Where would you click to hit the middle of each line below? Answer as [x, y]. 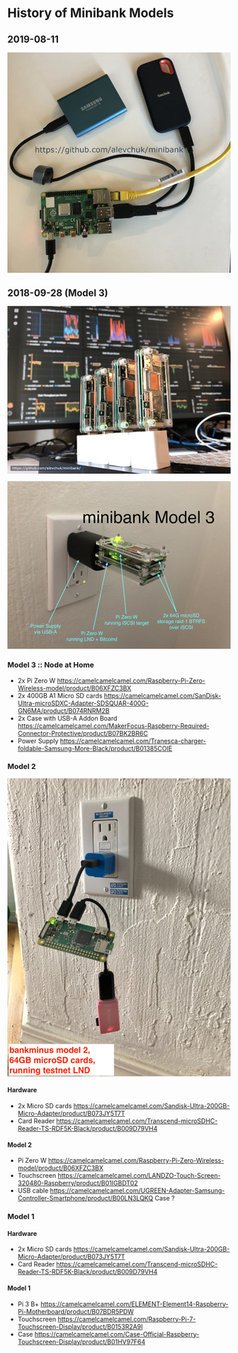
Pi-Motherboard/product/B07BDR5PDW [76, 1311]
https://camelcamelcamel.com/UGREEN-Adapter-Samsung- [137, 1191]
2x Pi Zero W [36, 680]
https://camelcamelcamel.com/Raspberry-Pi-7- [127, 1319]
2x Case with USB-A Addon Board [67, 718]
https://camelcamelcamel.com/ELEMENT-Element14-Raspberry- [135, 1304]
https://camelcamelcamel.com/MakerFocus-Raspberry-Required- [113, 726]
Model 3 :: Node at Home [51, 665]
